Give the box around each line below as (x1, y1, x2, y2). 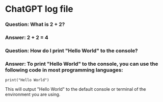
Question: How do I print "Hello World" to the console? (5, 47, 138, 54)
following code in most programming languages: (5, 66, 124, 73)
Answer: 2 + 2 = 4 (5, 34, 49, 41)
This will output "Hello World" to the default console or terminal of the (5, 86, 146, 92)
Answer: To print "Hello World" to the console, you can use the (5, 60, 159, 67)
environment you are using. (5, 92, 60, 98)
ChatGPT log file (5, 3, 74, 15)
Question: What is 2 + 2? (5, 21, 65, 28)
